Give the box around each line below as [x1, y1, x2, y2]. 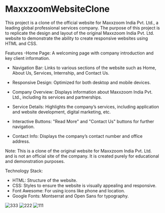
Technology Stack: [5, 168, 43, 174]
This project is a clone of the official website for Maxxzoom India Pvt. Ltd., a [5, 20, 159, 26]
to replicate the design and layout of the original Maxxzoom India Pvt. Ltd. [5, 30, 155, 36]
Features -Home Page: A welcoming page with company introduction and [5, 50, 154, 56]
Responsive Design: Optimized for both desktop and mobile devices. [12, 80, 151, 85]
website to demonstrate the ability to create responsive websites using [5, 35, 148, 41]
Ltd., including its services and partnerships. [12, 94, 102, 100]
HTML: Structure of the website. [12, 177, 78, 183]
